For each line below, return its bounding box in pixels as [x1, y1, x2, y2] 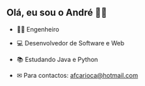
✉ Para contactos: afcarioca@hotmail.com [16, 71, 138, 79]
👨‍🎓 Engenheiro [16, 25, 60, 33]
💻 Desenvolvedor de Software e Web [16, 39, 125, 47]
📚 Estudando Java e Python [16, 55, 99, 63]
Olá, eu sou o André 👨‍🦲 [6, 7, 108, 19]
